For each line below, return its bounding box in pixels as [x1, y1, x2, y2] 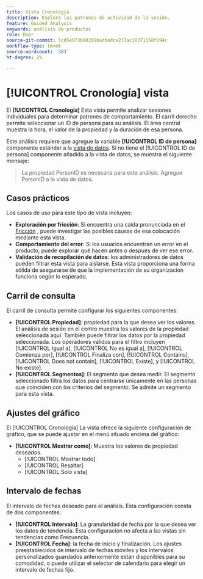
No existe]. [15, 364, 43, 371]
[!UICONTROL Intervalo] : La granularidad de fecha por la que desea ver [15, 520, 197, 528]
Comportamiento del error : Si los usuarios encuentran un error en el [15, 241, 188, 248]
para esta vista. [15, 390, 54, 398]
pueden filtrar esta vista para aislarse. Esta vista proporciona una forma [15, 260, 195, 268]
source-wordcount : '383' [6, 49, 69, 55]
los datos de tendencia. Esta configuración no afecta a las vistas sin [15, 526, 186, 534]
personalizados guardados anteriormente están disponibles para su [15, 553, 185, 560]
